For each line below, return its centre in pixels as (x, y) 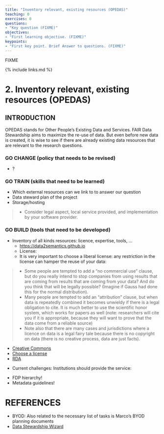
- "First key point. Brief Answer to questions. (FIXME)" (65, 46)
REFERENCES (33, 402)
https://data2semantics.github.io (52, 246)
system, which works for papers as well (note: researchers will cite (92, 312)
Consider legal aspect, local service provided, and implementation (91, 212)
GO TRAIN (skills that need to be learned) (55, 181)
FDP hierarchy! (27, 378)
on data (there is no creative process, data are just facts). (82, 338)
